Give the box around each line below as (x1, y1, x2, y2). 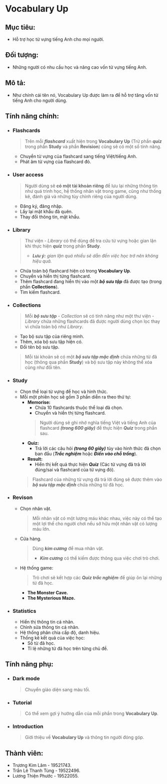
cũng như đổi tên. (24, 364, 61, 370)
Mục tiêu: (5, 23, 35, 32)
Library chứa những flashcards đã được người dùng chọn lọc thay (24, 318, 160, 324)
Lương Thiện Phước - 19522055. (12, 773, 79, 779)
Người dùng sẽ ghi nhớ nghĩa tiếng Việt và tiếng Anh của (39, 420, 156, 426)
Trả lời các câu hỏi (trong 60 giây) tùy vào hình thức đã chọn (34, 445, 161, 451)
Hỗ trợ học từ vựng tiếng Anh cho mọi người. (12, 36, 104, 42)
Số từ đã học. (27, 640, 55, 646)
